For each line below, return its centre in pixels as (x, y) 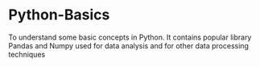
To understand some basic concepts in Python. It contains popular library (130, 37)
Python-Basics (59, 15)
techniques (27, 54)
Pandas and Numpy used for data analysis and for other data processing (129, 45)
